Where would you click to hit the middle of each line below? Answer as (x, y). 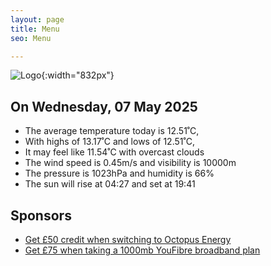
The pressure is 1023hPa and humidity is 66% (119, 173)
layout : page (37, 19)
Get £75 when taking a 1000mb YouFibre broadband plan (142, 250)
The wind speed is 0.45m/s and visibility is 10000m (130, 163)
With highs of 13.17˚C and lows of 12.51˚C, (109, 142)
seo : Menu (31, 38)
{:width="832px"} (78, 75)
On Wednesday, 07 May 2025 (104, 106)
